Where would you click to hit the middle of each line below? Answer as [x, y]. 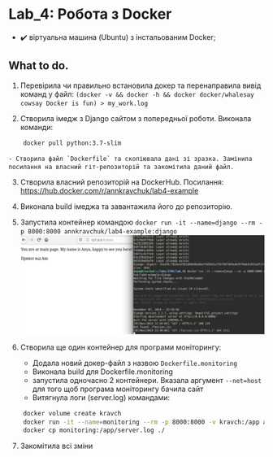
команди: [37, 127]
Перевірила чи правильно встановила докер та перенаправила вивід [141, 85]
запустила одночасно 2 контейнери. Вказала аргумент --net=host [147, 380]
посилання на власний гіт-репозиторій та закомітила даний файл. [121, 167]
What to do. [39, 66]
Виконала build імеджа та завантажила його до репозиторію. [126, 206]
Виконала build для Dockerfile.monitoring [102, 372]
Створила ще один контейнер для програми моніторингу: [121, 347]
